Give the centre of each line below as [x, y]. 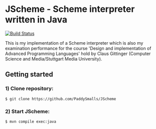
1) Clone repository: [29, 89]
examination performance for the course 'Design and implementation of [78, 48]
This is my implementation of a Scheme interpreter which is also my [74, 43]
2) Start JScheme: [27, 111]
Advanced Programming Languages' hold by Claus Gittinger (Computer [78, 54]
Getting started [29, 75]
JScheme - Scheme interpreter [70, 9]
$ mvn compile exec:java [31, 122]
